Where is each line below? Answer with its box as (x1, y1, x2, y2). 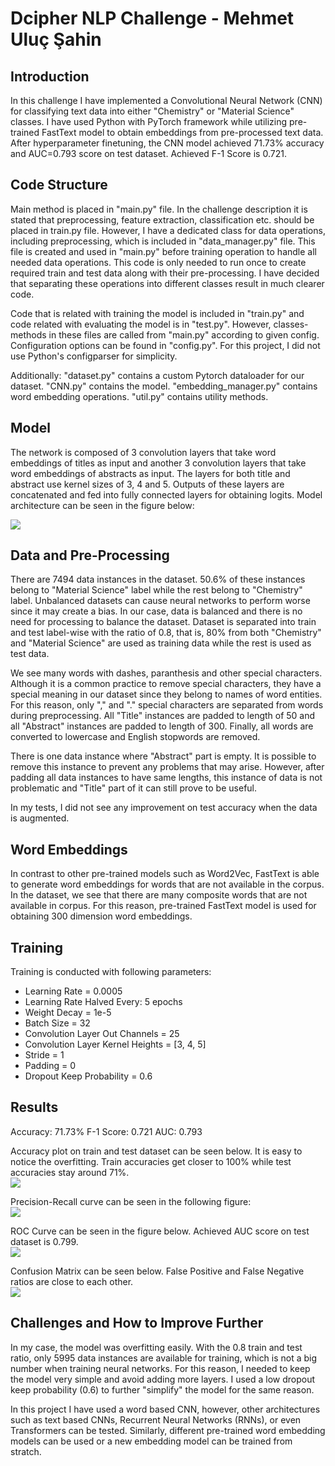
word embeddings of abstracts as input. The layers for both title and (10, 467, 291, 479)
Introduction (10, 68, 90, 85)
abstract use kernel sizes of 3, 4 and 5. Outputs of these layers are (10, 478, 285, 490)
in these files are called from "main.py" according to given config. (48, 328, 320, 341)
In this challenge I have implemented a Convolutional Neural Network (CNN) (10, 95, 323, 106)
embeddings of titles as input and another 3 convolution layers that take (10, 457, 307, 469)
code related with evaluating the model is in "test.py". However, (10, 318, 272, 330)
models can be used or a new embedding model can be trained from (10, 1435, 293, 1447)
